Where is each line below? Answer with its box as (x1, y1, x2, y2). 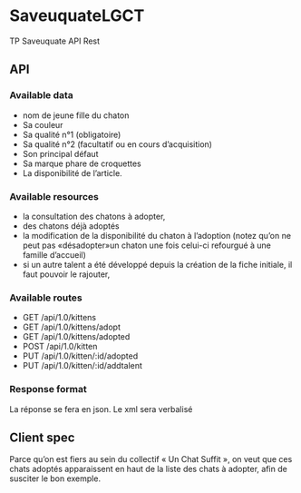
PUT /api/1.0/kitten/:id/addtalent (22, 360, 143, 371)
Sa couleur (22, 119, 63, 130)
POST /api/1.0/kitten (22, 341, 98, 352)
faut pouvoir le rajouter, (22, 269, 111, 280)
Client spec (9, 429, 75, 445)
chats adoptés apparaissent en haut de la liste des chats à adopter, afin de (9, 464, 287, 475)
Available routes (9, 291, 83, 304)
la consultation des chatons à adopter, (22, 211, 166, 222)
